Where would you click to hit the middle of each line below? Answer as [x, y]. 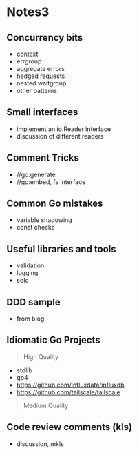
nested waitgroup [41, 83]
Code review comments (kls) [69, 427]
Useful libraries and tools [61, 249]
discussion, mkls [40, 444]
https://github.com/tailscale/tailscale [68, 392]
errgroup [29, 61]
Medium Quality [46, 405]
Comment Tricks [43, 158]
